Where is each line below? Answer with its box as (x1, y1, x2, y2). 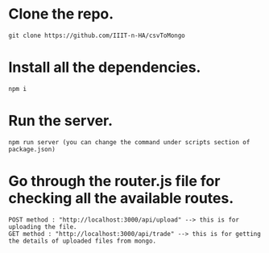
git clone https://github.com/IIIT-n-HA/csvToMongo (8, 31, 185, 39)
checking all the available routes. (8, 189, 234, 207)
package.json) (8, 145, 56, 153)
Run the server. (8, 112, 114, 130)
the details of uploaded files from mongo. (8, 237, 157, 245)
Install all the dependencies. (8, 58, 201, 77)
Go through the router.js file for (8, 172, 221, 190)
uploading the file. (8, 222, 78, 230)
